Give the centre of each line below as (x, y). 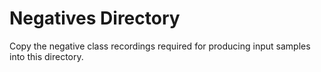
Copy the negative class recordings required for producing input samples (160, 46)
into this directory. (46, 56)
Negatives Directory (95, 18)
